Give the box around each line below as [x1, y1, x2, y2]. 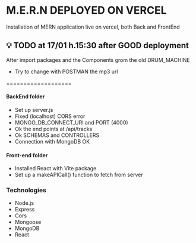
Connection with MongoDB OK [14, 138, 90, 145]
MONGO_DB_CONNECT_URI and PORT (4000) [14, 119, 129, 126]
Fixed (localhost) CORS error [14, 113, 86, 120]
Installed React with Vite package [14, 165, 97, 172]
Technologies [6, 186, 46, 194]
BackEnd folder [6, 93, 45, 100]
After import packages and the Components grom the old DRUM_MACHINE [6, 56, 190, 63]
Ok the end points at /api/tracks [14, 125, 93, 132]
